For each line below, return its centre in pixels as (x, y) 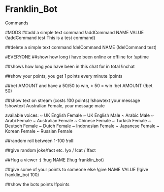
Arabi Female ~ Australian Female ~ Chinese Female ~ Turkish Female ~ (78, 120)
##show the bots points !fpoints (37, 184)
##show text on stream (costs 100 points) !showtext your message (73, 100)
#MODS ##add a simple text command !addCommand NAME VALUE (75, 32)
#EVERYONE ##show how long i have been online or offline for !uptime (77, 57)
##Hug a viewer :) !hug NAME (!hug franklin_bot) (55, 160)
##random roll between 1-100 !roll (39, 141)
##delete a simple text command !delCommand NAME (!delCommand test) (81, 47)
